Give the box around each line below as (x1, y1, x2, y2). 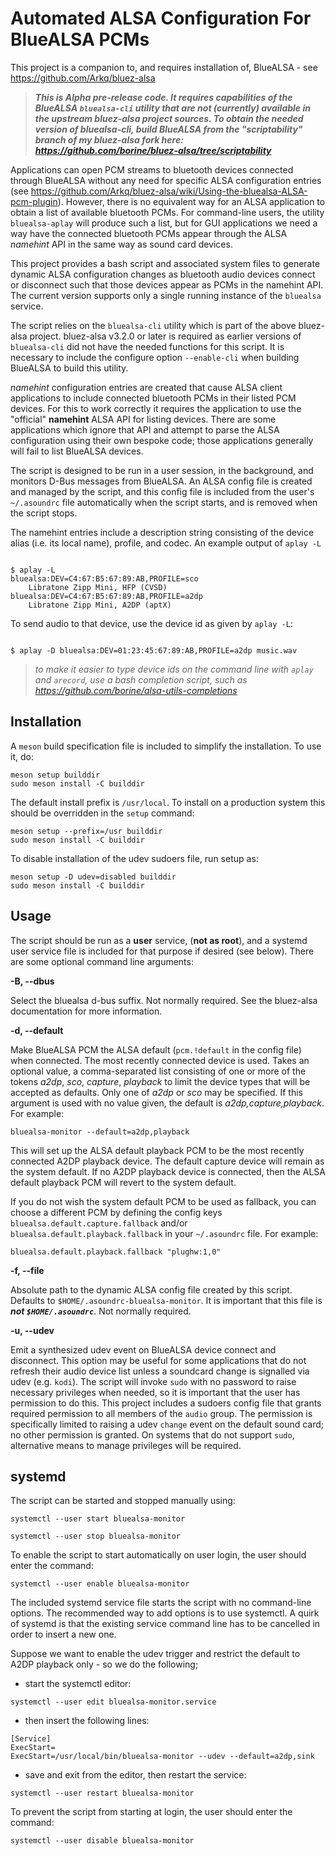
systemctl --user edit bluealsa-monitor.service (10, 1697, 217, 1707)
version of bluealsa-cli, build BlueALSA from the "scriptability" (34, 123, 303, 135)
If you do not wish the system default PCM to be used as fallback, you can (10, 1195, 317, 1207)
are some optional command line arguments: (10, 955, 194, 967)
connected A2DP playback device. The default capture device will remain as (10, 1155, 325, 1167)
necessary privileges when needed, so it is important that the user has (10, 1386, 301, 1398)
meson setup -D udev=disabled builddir (10, 872, 177, 882)
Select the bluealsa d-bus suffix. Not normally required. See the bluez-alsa (10, 994, 318, 1006)
